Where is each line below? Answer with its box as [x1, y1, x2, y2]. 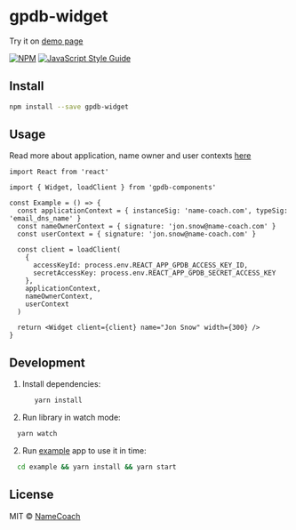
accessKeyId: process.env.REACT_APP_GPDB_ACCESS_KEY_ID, [32, 261, 249, 270]
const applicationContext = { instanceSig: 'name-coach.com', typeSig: [17, 206, 289, 215]
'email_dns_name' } [9, 214, 82, 223]
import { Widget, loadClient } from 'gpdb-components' [9, 183, 217, 192]
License [9, 487, 54, 502]
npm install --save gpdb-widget [9, 102, 129, 111]
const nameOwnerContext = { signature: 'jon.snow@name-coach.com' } [17, 222, 276, 231]
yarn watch [17, 430, 58, 438]
